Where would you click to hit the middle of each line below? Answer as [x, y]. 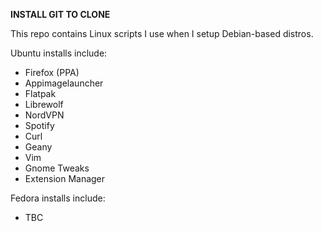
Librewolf [44, 104]
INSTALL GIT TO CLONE [60, 14]
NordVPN [44, 115]
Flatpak [40, 93]
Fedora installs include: [58, 198]
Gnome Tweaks [57, 168]
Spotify [39, 125]
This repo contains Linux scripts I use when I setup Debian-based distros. [162, 33]
